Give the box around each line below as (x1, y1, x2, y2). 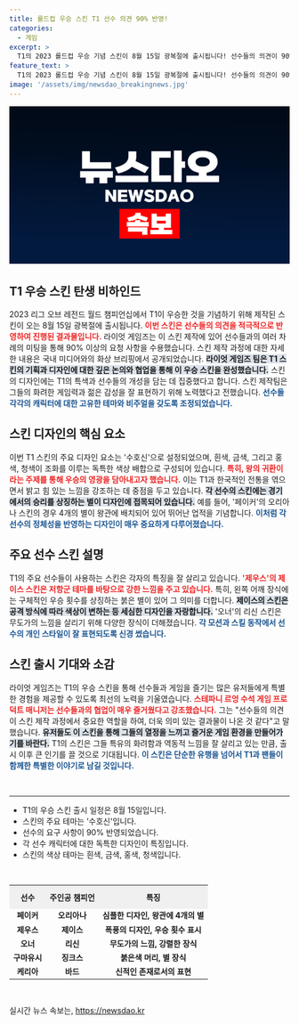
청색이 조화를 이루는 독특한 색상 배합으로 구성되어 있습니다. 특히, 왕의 (20, 463, 261, 474)
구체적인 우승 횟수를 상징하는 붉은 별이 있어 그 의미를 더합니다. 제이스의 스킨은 (18, 595, 289, 605)
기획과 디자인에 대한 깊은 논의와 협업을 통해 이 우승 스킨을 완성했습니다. (25, 365, 270, 376)
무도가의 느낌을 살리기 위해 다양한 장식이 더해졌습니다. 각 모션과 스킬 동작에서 (9, 617, 277, 628)
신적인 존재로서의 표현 (115, 966, 191, 977)
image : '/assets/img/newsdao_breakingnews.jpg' (9, 80, 190, 89)
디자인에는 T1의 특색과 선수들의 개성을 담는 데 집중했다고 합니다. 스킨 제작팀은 (18, 376, 287, 386)
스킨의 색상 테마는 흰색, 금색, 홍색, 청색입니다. (21, 849, 182, 859)
